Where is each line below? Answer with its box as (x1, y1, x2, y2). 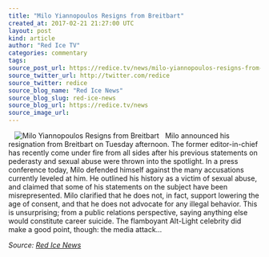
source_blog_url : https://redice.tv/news (8, 101, 149, 109)
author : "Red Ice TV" (8, 42, 81, 50)
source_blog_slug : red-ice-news (8, 94, 116, 102)
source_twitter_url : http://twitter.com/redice (8, 71, 171, 80)
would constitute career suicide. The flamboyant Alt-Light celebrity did (8, 216, 242, 226)
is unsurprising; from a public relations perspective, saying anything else (8, 208, 248, 217)
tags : (8, 57, 26, 65)
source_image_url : (8, 109, 70, 117)
